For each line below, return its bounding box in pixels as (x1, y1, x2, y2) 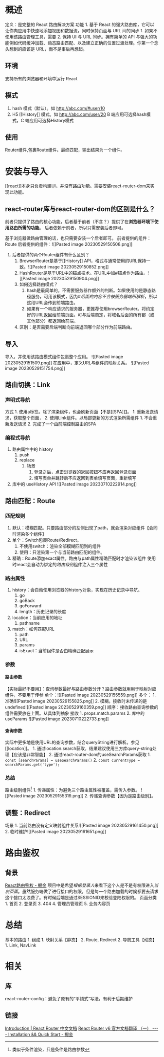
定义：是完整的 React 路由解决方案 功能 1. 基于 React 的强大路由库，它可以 (5, 22, 155, 27)
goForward (19, 602, 41, 609)
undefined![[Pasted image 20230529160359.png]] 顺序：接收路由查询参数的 (5, 705, 159, 710)
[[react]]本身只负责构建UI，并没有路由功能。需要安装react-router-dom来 (5, 183, 151, 189)
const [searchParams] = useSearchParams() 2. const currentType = (5, 757, 140, 763)
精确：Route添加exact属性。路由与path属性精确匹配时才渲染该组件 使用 (12, 555, 156, 561)
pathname (19, 620, 40, 626)
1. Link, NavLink (5, 942, 36, 948)
